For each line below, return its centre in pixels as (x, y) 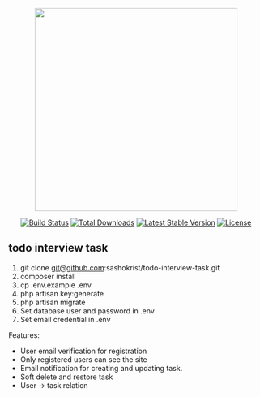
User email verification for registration (83, 351)
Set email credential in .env (65, 319)
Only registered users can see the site (83, 359)
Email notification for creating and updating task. (101, 368)
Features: (24, 335)
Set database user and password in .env (87, 311)
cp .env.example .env (55, 285)
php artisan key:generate (62, 293)
